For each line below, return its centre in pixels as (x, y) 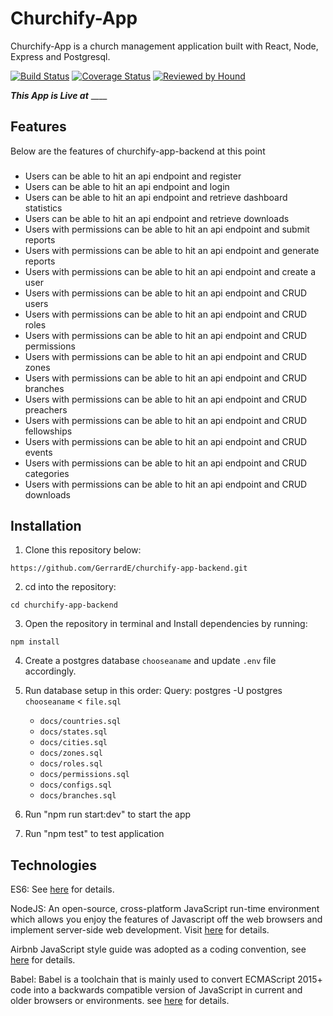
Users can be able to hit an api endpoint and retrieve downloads (157, 218)
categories (47, 473)
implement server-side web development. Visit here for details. (140, 930)
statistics (43, 208)
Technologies (54, 865)
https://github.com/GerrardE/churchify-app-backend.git (129, 568)
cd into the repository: (70, 587)
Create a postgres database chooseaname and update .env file (150, 661)
